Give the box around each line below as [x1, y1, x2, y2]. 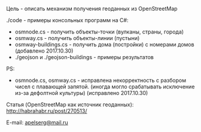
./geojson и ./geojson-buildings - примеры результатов [14, 54, 154, 60]
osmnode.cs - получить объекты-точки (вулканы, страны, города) [14, 28, 184, 35]
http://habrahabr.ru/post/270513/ [6, 108, 87, 114]
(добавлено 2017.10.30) [14, 47, 74, 54]
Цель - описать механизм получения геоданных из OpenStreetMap [6, 5, 178, 12]
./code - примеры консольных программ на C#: [6, 17, 129, 23]
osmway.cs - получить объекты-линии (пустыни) [14, 35, 140, 41]
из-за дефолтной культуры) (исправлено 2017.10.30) [14, 90, 148, 96]
